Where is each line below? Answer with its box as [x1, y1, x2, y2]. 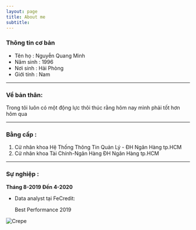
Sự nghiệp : [6, 170, 39, 178]
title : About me [6, 14, 45, 20]
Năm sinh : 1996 [14, 58, 54, 65]
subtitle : [6, 19, 30, 25]
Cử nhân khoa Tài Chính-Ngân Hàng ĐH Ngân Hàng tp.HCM [14, 150, 159, 157]
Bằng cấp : [6, 130, 37, 138]
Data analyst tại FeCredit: [14, 194, 76, 202]
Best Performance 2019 [14, 206, 72, 213]
